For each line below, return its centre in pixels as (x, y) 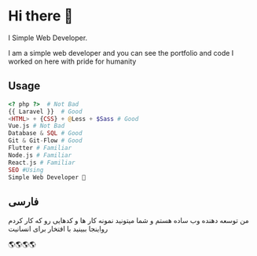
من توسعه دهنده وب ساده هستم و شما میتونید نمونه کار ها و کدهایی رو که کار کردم (128, 221)
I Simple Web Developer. (48, 38)
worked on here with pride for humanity (72, 61)
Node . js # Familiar (40, 155)
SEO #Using (26, 170)
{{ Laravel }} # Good (45, 112)
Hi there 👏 (40, 16)
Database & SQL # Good (45, 133)
